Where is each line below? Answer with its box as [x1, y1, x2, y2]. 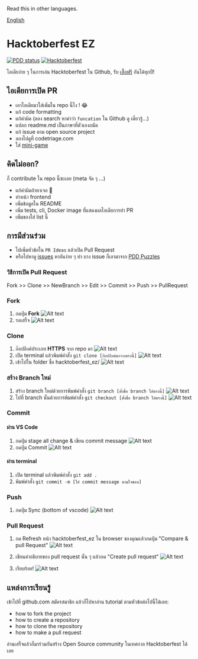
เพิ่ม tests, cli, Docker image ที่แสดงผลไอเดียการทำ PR [15, 207, 134, 214]
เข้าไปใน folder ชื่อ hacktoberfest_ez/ [15, 358, 100, 366]
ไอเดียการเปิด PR [7, 86, 58, 96]
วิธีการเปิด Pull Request [7, 268, 67, 277]
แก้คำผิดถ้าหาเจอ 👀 [15, 187, 53, 194]
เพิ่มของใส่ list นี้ [15, 213, 48, 220]
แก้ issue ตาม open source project [15, 128, 95, 135]
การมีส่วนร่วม [7, 230, 46, 240]
